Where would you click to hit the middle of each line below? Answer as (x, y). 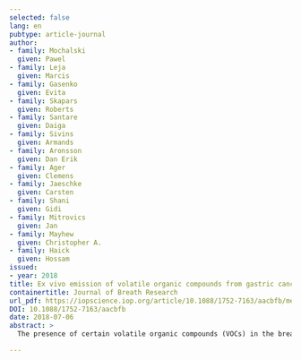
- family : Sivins (42, 134)
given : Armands (46, 142)
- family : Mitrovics (48, 217)
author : (24, 43)
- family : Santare (43, 117)
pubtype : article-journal (57, 34)
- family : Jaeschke (46, 184)
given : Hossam (43, 259)
